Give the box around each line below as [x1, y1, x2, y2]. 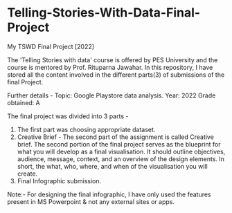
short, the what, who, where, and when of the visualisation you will [17, 162, 208, 170]
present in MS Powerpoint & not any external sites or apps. [7, 197, 175, 205]
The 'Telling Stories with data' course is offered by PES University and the [7, 55, 218, 64]
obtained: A [7, 98, 40, 106]
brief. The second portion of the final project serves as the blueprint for [17, 140, 221, 148]
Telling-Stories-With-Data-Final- [7, 5, 201, 21]
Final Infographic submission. [17, 176, 102, 185]
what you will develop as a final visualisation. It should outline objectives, [17, 147, 226, 156]
